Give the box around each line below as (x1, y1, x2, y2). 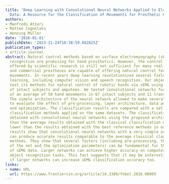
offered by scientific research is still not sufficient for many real (10, 64, 163, 69)
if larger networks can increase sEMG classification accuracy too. (10, 157, 156, 162)
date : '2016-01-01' (5, 36, 46, 41)
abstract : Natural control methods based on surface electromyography (5, 54, 156, 59)
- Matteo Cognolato (5, 26, 46, 31)
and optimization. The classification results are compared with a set (10, 106, 163, 111)
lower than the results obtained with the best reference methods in (10, 125, 158, 130)
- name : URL (5, 167, 30, 172)
